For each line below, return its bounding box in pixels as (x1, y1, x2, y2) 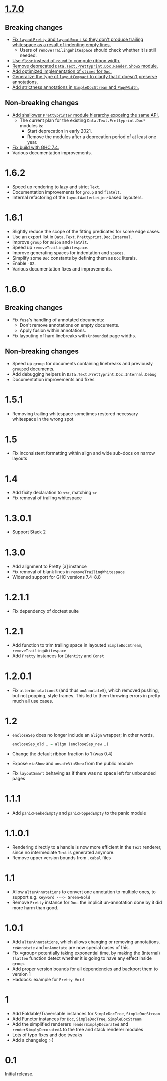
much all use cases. (12, 698, 53, 704)
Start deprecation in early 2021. (27, 128, 92, 134)
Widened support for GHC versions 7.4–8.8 (12, 574, 101, 580)
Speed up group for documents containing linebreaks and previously (12, 360, 153, 366)
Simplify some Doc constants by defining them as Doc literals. (12, 255, 137, 261)
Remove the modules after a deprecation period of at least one (27, 133, 156, 140)
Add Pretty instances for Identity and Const (12, 653, 104, 659)
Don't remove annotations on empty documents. (19, 322, 120, 328)
